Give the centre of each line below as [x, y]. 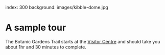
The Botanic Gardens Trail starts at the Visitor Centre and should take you [83, 41]
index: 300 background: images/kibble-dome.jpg [57, 7]
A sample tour [36, 28]
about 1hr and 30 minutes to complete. [46, 47]
